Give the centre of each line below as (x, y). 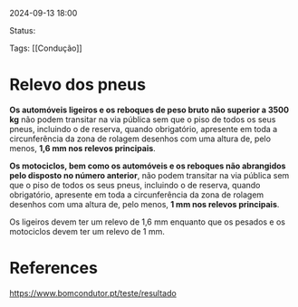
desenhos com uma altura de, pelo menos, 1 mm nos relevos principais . (144, 204)
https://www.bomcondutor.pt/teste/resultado (93, 293)
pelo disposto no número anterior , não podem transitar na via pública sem (149, 175)
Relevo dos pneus (78, 85)
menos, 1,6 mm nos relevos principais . (82, 148)
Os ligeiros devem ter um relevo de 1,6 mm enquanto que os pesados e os (147, 222)
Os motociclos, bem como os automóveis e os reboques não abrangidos (148, 166)
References (53, 269)
